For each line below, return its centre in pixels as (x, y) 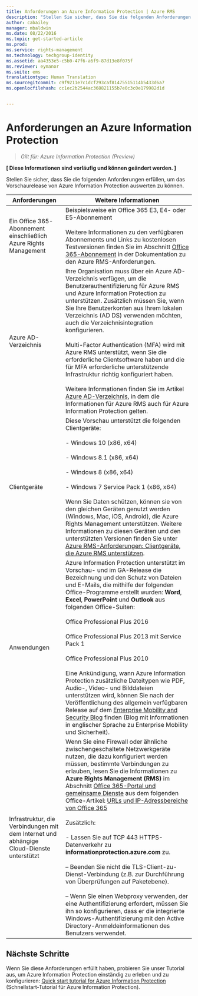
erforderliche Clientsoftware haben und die (125, 359)
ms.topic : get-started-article (44, 39)
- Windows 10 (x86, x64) (101, 442)
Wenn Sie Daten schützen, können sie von (124, 501)
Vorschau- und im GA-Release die (114, 570)
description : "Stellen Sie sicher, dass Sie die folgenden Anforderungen (99, 17)
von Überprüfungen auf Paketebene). (117, 881)
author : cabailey (27, 22)
